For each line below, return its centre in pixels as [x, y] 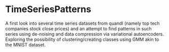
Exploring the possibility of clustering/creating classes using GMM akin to [82, 39]
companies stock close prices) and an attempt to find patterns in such [79, 28]
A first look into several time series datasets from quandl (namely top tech [82, 23]
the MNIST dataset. [25, 44]
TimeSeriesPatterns [48, 9]
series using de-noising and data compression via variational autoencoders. [84, 34]
